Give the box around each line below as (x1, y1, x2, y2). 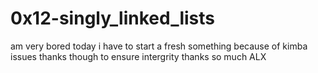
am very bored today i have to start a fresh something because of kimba (10, 40, 308, 52)
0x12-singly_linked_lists (10, 7, 216, 30)
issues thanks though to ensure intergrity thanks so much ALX (10, 50, 267, 62)
